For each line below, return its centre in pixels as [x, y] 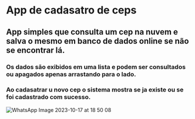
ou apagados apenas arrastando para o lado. [71, 74]
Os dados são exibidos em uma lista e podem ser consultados [96, 67]
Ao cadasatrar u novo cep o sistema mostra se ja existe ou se [95, 90]
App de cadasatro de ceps [71, 10]
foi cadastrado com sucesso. [48, 97]
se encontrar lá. [36, 50]
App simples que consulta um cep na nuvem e [92, 32]
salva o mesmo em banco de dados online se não [97, 41]
